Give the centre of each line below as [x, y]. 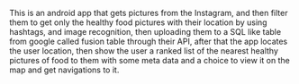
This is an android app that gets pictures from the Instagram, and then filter [149, 13]
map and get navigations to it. [64, 70]
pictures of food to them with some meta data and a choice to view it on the [149, 60]
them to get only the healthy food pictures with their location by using [138, 22]
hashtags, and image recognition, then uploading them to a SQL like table [145, 32]
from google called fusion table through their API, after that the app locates [149, 41]
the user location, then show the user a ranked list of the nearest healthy [144, 51]
